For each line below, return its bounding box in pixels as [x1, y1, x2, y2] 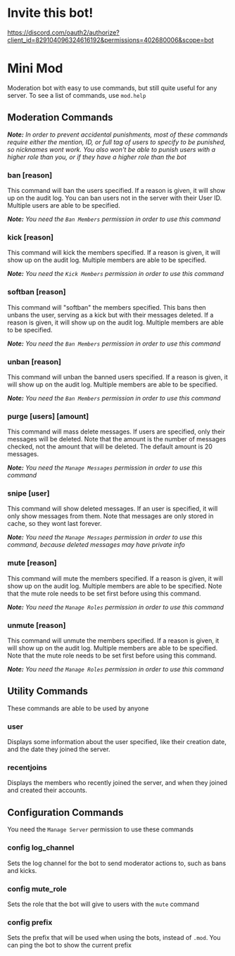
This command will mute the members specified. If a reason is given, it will [7, 574, 224, 582]
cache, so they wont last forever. [7, 520, 102, 528]
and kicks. [7, 866, 37, 874]
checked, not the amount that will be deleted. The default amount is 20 [7, 442, 213, 451]
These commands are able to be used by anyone [7, 704, 149, 712]
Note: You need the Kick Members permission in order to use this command [7, 270, 224, 278]
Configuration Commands [7, 806, 124, 818]
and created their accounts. [7, 786, 88, 795]
